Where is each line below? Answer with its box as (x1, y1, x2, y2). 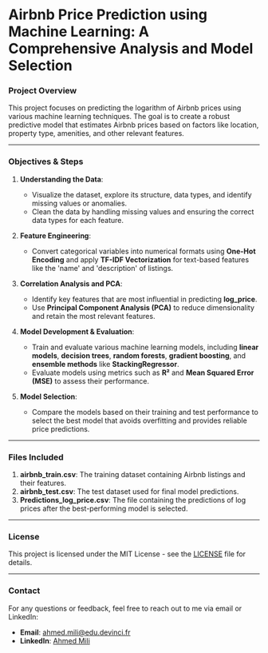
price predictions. (31, 424, 90, 433)
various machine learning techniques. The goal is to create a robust (8, 112, 231, 121)
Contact (8, 585, 41, 596)
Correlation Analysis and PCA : (19, 278, 123, 289)
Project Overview (8, 86, 77, 97)
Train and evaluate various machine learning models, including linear (31, 342, 259, 352)
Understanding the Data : (19, 174, 104, 184)
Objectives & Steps (8, 156, 84, 167)
